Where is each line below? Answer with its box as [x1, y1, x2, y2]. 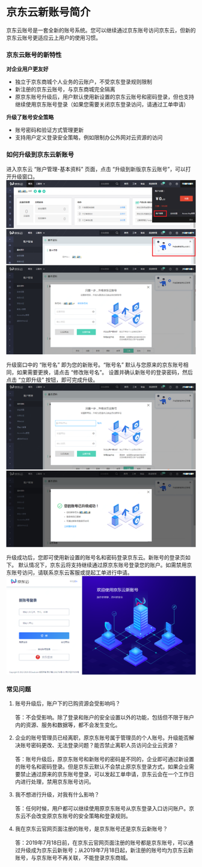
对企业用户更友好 [6, 66, 49, 73]
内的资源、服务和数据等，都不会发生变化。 [14, 721, 121, 729]
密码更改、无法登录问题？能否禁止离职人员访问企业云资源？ [31, 742, 179, 749]
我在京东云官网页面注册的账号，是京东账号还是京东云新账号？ [14, 825, 168, 833]
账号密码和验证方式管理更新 [14, 126, 84, 134]
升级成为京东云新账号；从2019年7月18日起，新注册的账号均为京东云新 [20, 847, 194, 854]
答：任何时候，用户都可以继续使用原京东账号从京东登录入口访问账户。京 [14, 805, 194, 812]
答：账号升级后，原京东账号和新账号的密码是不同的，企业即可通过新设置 [14, 756, 194, 763]
